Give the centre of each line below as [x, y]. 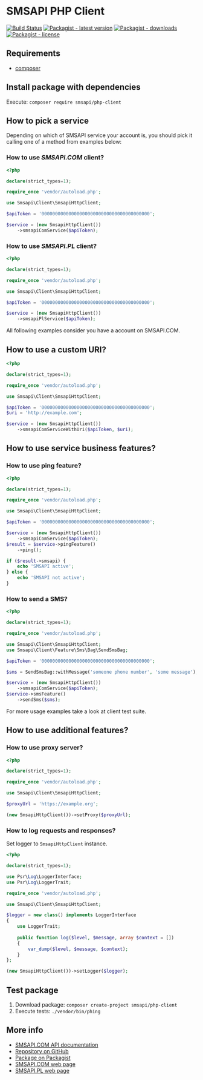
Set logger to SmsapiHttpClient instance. [57, 844]
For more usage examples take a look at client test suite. [76, 711]
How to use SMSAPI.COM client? [55, 158]
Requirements [33, 54]
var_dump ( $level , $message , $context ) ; [78, 949]
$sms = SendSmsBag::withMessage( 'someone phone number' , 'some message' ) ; [102, 672]
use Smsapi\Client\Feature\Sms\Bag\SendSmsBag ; [67, 650]
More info [25, 1030]
